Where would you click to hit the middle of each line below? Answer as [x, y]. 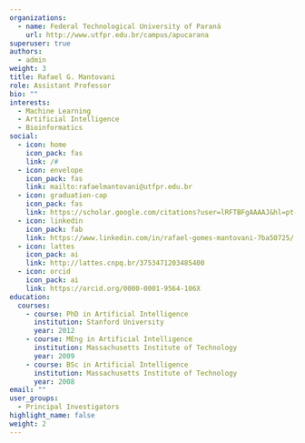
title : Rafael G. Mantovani [63, 77]
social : [24, 136]
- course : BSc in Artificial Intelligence [107, 365]
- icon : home [42, 145]
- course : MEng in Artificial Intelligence [109, 339]
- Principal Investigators [69, 407]
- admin [32, 60]
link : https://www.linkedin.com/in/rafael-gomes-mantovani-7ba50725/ [160, 237]
